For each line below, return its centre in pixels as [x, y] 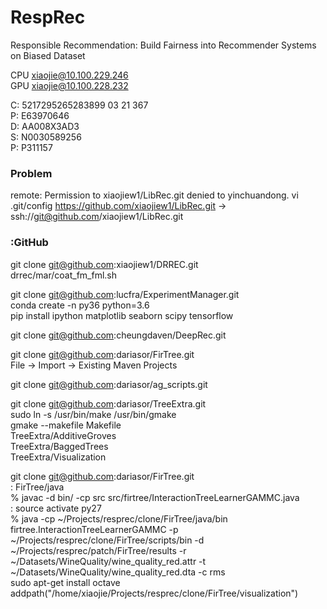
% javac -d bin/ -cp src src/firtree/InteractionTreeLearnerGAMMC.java [155, 497]
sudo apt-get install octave [65, 582]
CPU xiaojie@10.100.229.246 [69, 75]
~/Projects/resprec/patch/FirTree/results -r [98, 550]
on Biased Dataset [48, 55]
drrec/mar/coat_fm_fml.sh [63, 275]
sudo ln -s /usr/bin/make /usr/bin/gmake [93, 414]
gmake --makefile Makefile [66, 425]
